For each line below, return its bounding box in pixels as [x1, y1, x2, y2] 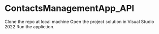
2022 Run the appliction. [4, 23, 55, 29]
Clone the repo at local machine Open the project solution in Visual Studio [4, 19, 155, 24]
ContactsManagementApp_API [4, 3, 134, 14]
